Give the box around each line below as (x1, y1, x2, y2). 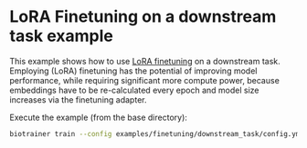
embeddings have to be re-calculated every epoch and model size (9, 84, 259, 95)
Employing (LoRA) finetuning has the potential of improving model (9, 65, 258, 76)
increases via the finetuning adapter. (9, 94, 147, 105)
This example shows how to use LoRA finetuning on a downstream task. (9, 55, 281, 66)
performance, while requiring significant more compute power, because (9, 74, 281, 85)
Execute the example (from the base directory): (9, 112, 187, 123)
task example (9, 25, 114, 46)
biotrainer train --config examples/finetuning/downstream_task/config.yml (9, 129, 304, 138)
